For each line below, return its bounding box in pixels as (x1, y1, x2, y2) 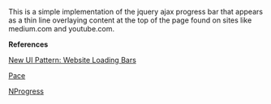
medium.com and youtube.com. (8, 24, 115, 33)
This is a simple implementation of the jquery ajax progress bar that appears (8, 7, 264, 16)
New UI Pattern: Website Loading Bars (8, 56, 136, 64)
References (8, 40, 49, 49)
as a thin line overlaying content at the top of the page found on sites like (8, 15, 252, 25)
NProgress (8, 86, 45, 96)
